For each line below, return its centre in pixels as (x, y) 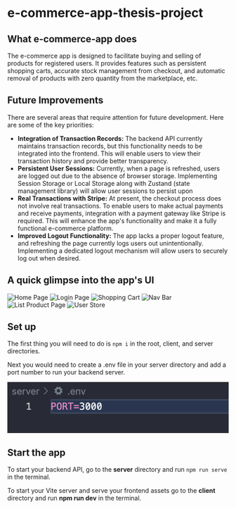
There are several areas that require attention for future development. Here (116, 117)
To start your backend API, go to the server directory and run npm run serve (117, 470)
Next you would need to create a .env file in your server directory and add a (117, 365)
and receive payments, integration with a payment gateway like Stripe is (122, 213)
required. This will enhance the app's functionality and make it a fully (117, 220)
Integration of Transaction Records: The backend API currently (110, 138)
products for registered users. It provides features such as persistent (107, 63)
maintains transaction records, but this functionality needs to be (110, 146)
